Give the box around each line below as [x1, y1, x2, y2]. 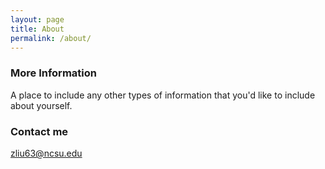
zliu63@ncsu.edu [10, 147, 83, 159]
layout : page [10, 14, 65, 25]
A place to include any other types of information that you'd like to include [10, 89, 316, 101]
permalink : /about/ [10, 33, 92, 43]
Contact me [10, 124, 69, 138]
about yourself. [10, 99, 73, 111]
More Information [10, 66, 97, 80]
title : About [10, 24, 65, 34]
